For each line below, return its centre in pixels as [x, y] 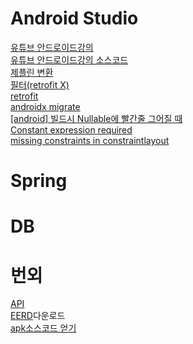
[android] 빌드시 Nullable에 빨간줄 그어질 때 [96, 118]
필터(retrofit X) [40, 84]
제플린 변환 [32, 72]
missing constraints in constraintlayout [90, 140]
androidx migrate [45, 106]
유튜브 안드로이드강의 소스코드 [69, 59]
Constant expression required [71, 129]
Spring [39, 181]
